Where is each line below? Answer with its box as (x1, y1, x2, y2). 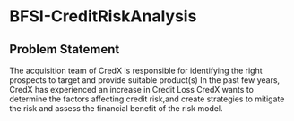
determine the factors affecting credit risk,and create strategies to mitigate (9, 93, 285, 104)
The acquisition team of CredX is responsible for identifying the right (9, 65, 263, 76)
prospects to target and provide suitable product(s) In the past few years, (9, 75, 281, 85)
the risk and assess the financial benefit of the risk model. (9, 103, 223, 113)
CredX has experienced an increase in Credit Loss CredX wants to (9, 85, 254, 94)
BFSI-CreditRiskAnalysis (9, 6, 197, 27)
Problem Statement (9, 42, 120, 57)
